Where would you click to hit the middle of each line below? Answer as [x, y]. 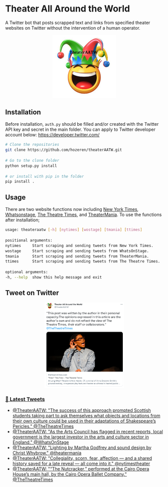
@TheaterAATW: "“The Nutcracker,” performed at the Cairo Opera [81, 468]
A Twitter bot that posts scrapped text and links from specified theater [78, 23]
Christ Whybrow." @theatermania [47, 453]
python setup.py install [31, 166]
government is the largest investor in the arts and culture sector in [80, 437]
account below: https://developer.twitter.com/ [52, 135]
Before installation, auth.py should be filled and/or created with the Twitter [82, 124]
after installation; [23, 220]
